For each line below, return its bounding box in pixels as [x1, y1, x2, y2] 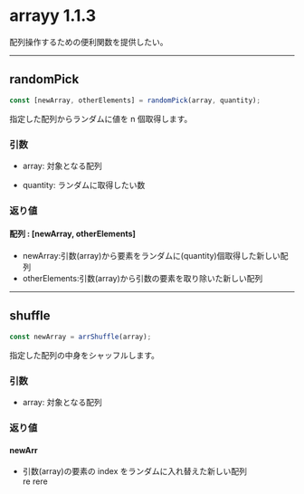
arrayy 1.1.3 [9, 5, 97, 26]
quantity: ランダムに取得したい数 [22, 179, 146, 190]
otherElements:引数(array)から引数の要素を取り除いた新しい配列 [22, 273, 263, 284]
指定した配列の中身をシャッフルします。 [9, 349, 160, 360]
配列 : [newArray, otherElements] [9, 228, 136, 240]
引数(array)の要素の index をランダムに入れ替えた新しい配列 [22, 466, 247, 477]
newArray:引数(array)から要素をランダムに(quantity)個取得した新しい [22, 251, 280, 261]
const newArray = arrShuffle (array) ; [9, 332, 152, 341]
